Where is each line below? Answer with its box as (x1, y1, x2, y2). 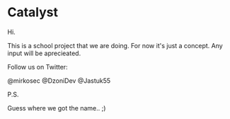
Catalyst (7, 4, 59, 21)
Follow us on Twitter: (7, 62, 69, 71)
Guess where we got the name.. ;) (7, 103, 106, 112)
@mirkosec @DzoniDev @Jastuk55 (7, 76, 111, 85)
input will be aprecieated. (7, 49, 81, 57)
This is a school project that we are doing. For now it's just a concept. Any (7, 41, 223, 50)
